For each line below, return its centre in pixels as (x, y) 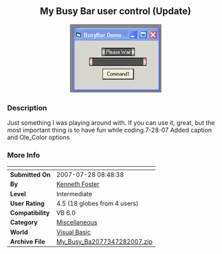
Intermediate (74, 194)
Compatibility (30, 213)
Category (24, 222)
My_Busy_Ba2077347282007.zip (104, 241)
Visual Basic (74, 232)
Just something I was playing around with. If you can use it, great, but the (111, 123)
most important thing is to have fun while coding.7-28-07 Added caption (110, 130)
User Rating (27, 203)
